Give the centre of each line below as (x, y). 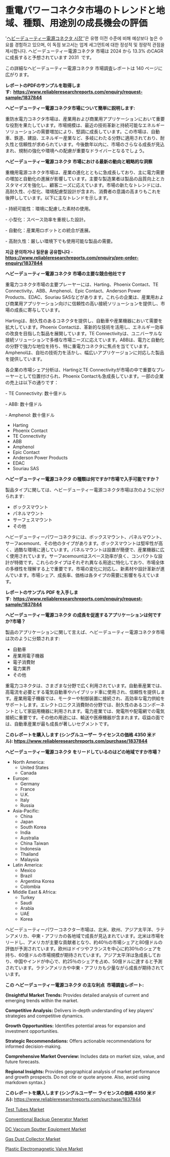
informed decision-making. (33, 1046)
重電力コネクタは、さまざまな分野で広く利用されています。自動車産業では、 (85, 685)
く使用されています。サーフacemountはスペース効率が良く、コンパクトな (82, 556)
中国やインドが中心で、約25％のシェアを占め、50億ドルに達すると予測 (88, 961)
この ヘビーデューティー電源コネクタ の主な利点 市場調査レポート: (75, 985)
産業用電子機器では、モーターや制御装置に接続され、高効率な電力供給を (89, 698)
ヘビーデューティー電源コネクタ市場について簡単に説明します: (70, 108)
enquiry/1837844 (24, 263)
